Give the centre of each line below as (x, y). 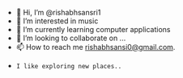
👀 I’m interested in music (57, 21)
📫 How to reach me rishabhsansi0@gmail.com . (96, 47)
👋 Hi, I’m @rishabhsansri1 (58, 12)
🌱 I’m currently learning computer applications (93, 29)
